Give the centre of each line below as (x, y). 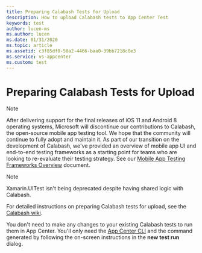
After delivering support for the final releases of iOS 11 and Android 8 (92, 120)
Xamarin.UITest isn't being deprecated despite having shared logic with (95, 189)
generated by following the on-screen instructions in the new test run (93, 237)
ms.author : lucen (28, 34)
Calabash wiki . (24, 213)
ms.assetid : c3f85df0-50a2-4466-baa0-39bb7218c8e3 (71, 51)
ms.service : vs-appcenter (39, 57)
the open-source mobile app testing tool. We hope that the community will (99, 133)
